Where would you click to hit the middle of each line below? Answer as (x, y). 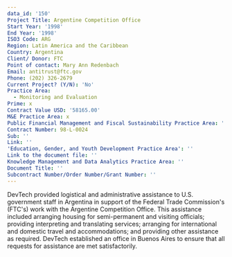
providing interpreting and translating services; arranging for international (112, 224)
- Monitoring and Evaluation (55, 98)
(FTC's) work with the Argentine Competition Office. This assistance (105, 209)
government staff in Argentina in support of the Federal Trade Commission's (116, 202)
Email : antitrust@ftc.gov (44, 71)
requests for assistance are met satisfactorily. (72, 246)
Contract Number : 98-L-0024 (48, 130)
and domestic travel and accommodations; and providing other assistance (113, 231)
